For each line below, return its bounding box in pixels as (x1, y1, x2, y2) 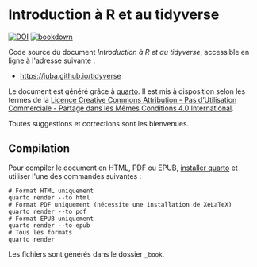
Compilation (8, 141, 70, 156)
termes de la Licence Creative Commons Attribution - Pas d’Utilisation (8, 95, 237, 104)
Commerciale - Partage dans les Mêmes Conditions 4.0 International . (8, 103, 234, 113)
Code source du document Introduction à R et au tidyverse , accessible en (8, 47, 250, 56)
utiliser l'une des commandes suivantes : (8, 171, 142, 180)
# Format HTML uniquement (8, 187, 94, 195)
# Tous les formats (8, 228, 73, 236)
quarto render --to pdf (8, 207, 87, 215)
